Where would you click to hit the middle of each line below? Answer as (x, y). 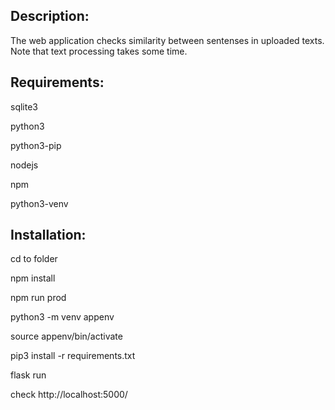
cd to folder (34, 259)
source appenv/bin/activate (66, 336)
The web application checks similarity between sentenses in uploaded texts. (167, 40)
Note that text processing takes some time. (99, 51)
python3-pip (36, 145)
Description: (50, 16)
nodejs (24, 165)
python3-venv (39, 203)
